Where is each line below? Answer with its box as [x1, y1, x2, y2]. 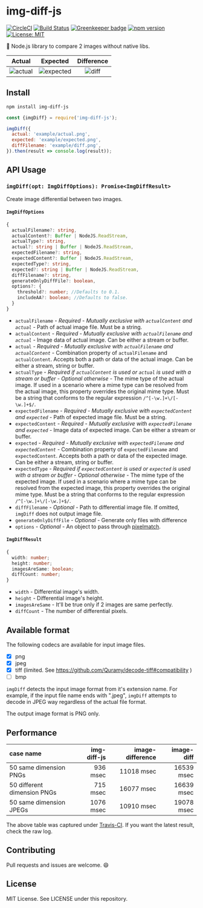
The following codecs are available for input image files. [6, 641, 146, 649]
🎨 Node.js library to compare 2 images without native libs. [6, 42, 150, 50]
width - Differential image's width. [14, 588, 100, 595]
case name [9, 749, 42, 758]
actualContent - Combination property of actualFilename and [14, 349, 168, 356]
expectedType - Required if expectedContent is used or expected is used [14, 465, 191, 472]
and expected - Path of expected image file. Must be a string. [14, 413, 167, 420]
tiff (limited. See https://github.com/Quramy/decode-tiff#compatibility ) [14, 666, 192, 674]
